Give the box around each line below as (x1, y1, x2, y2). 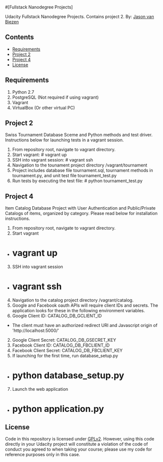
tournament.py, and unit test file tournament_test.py (12, 173, 117, 179)
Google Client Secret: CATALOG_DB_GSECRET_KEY (12, 337, 116, 343)
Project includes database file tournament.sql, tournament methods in (12, 167, 153, 173)
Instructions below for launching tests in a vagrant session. (5, 137, 124, 143)
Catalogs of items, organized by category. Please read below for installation (5, 211, 158, 217)
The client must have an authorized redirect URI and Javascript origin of (12, 323, 158, 328)
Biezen (5, 19, 19, 25)
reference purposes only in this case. (5, 452, 80, 458)
